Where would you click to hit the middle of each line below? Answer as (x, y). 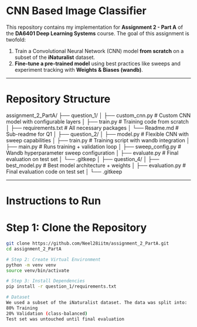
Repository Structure (58, 99)
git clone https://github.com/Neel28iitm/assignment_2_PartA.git (87, 243)
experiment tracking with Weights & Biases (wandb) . (79, 69)
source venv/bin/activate (38, 271)
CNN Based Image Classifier (76, 11)
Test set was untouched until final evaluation (65, 319)
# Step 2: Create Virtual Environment (53, 259)
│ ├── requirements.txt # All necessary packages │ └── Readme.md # (92, 128)
